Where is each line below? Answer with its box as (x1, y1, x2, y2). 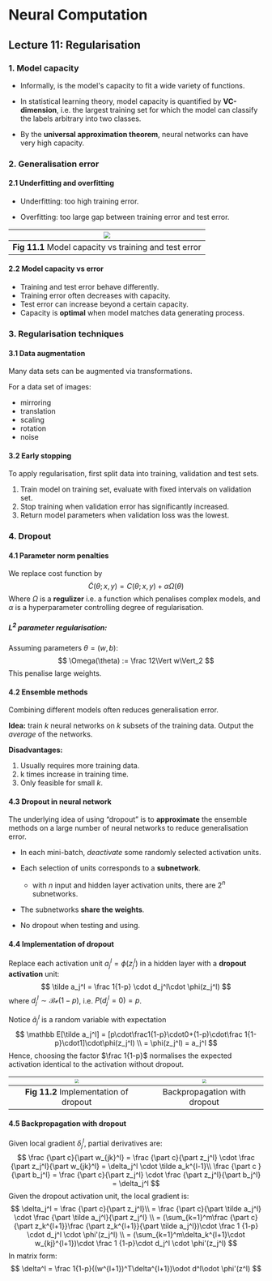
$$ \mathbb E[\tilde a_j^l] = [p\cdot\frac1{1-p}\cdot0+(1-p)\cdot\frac (15, 1029, 243, 1039)
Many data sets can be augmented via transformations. (8, 367, 193, 376)
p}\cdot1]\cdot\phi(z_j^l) (54, 1038, 135, 1047)
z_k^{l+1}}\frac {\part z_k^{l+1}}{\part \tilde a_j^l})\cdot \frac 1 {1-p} (34, 1221, 259, 1231)
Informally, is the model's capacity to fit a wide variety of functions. (19, 80, 245, 90)
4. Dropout (8, 531, 51, 542)
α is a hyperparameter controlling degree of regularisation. (8, 603, 204, 613)
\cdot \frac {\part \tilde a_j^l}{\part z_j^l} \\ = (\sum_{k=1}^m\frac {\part (14, 1213, 249, 1223)
